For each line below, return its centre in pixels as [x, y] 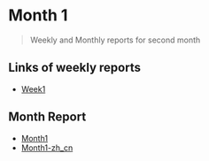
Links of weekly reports [74, 68]
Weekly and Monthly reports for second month [115, 40]
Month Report [47, 117]
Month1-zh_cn [47, 148]
